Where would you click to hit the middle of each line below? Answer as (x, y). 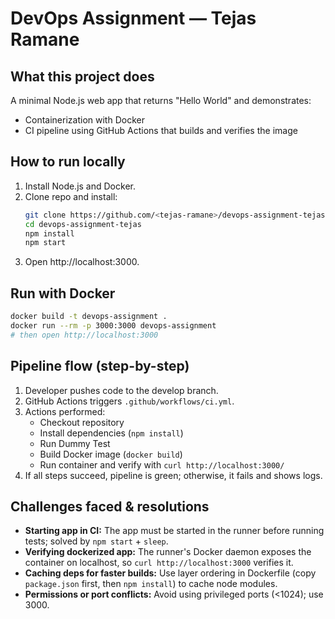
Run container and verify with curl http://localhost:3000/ (162, 464)
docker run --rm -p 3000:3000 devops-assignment (113, 326)
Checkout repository (82, 422)
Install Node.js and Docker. (80, 186)
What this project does (82, 76)
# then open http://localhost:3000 (84, 335)
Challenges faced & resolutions (110, 506)
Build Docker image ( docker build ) (111, 454)
